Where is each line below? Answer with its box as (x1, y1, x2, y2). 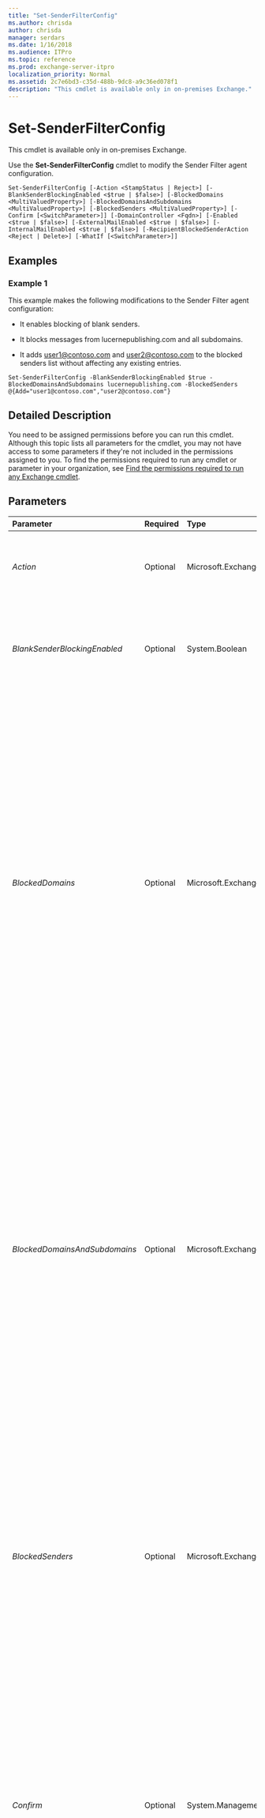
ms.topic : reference (8, 56, 77, 64)
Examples (8, 254, 58, 267)
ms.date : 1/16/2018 (8, 41, 73, 49)
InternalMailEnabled (8, 226, 77, 234)
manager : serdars (8, 33, 65, 42)
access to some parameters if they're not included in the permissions (8, 446, 233, 456)
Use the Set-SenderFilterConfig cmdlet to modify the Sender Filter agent (8, 160, 248, 170)
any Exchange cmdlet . (8, 472, 80, 481)
